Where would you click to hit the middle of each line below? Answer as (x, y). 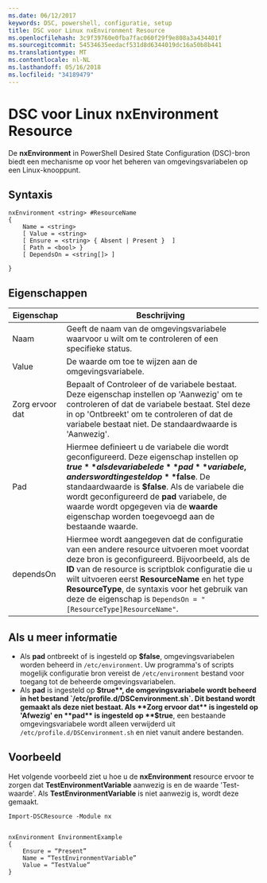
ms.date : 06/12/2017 (43, 15)
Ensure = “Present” (55, 851)
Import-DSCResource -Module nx (60, 816)
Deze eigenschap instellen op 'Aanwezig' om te (155, 394)
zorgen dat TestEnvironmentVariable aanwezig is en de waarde (114, 784)
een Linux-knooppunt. (44, 170)
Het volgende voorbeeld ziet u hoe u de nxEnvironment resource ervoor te (131, 776)
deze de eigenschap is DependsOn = (132, 599)
